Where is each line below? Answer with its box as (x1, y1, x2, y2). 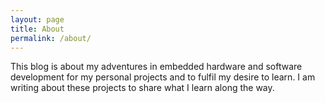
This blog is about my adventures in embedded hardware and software (10, 61, 303, 73)
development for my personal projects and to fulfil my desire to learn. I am (10, 71, 316, 83)
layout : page (10, 14, 65, 25)
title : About (10, 24, 65, 34)
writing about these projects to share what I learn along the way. (10, 82, 275, 94)
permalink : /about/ (10, 33, 92, 43)
